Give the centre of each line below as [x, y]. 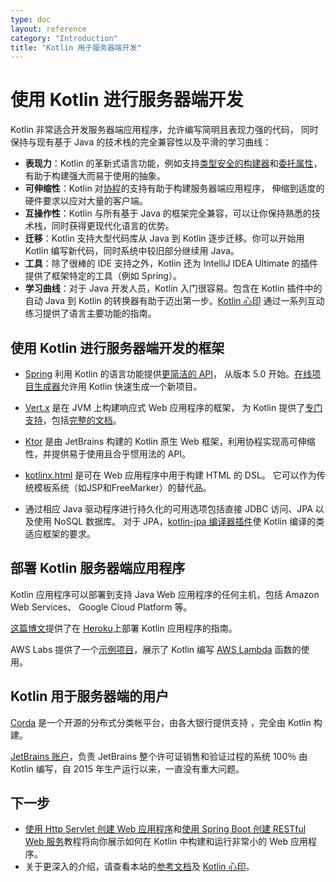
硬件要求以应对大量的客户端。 [86, 201]
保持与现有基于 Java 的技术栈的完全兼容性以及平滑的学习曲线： [141, 142]
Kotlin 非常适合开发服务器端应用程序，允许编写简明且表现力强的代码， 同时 [164, 130]
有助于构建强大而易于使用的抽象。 [95, 176]
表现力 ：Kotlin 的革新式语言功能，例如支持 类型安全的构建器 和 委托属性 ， [173, 163]
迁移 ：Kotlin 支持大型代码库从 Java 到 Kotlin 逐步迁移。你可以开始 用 [164, 238]
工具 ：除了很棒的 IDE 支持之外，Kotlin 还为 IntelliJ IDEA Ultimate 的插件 [171, 263]
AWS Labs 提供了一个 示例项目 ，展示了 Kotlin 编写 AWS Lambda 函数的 [156, 649]
